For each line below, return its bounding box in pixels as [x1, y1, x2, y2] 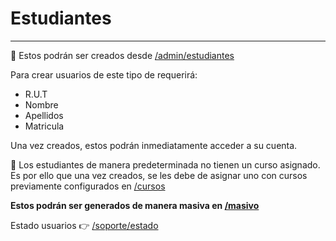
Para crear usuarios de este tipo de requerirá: [10, 68, 198, 81]
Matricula [24, 120, 65, 132]
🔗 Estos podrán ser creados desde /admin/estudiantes [10, 49, 235, 61]
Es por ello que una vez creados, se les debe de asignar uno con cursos [10, 169, 308, 181]
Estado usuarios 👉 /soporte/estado [10, 219, 159, 231]
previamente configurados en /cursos [10, 180, 166, 192]
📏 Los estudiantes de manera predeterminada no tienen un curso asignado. [10, 158, 321, 171]
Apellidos [24, 109, 64, 121]
